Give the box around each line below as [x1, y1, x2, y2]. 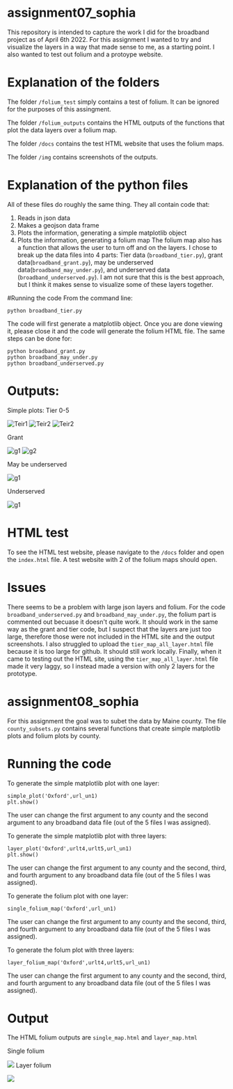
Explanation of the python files [7, 178, 188, 193]
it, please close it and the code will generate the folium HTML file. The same [7, 327, 225, 335]
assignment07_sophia [7, 5, 136, 21]
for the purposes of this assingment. [7, 104, 111, 113]
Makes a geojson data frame [17, 221, 99, 229]
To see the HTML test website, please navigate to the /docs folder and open [7, 548, 225, 556]
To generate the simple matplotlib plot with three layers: [7, 831, 167, 840]
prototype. [7, 669, 38, 677]
